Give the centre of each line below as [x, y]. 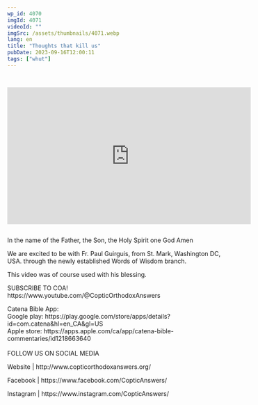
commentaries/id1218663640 [49, 338]
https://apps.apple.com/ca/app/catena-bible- [108, 331]
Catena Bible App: [33, 309]
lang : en [20, 40]
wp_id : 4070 [24, 14]
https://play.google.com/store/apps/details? [107, 316]
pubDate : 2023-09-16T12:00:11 [51, 53]
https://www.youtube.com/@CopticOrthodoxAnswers [84, 295]
